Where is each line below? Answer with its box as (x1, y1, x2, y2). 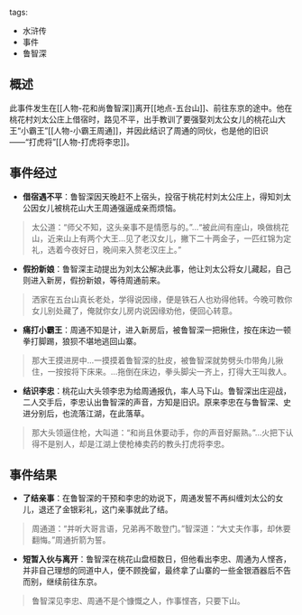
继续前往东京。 (46, 576, 102, 587)
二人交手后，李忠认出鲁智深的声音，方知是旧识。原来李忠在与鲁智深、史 (22, 396, 291, 407)
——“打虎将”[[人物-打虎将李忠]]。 (9, 136, 135, 147)
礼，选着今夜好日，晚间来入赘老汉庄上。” (31, 244, 182, 255)
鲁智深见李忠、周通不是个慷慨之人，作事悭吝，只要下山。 (31, 595, 245, 607)
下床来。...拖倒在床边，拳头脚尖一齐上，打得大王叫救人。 (78, 366, 291, 377)
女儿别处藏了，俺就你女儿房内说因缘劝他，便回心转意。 (31, 305, 237, 316)
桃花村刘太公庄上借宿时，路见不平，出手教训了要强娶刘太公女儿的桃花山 (9, 114, 278, 125)
